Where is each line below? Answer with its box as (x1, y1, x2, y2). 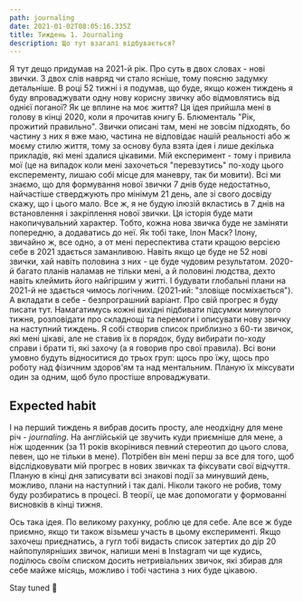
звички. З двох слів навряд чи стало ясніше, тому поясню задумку (9, 73, 269, 84)
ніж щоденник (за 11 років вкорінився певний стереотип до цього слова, (9, 442, 289, 452)
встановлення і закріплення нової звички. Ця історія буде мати (9, 208, 253, 218)
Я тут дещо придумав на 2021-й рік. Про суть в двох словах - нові (9, 63, 265, 74)
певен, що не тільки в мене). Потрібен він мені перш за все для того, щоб (9, 451, 295, 462)
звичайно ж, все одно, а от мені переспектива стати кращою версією (9, 237, 280, 248)
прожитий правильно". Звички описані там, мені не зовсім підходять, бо (9, 121, 291, 132)
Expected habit (9, 398, 97, 413)
